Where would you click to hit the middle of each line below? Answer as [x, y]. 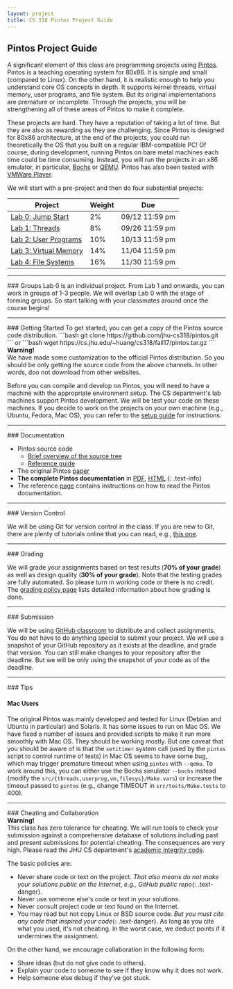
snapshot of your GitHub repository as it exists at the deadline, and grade [112, 645]
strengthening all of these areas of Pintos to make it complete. [96, 109]
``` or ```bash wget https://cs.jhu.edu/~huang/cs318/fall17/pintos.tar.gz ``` [111, 343]
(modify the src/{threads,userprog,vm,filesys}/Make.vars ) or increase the [115, 778]
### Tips [20, 688]
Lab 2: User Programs [46, 239]
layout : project [31, 14]
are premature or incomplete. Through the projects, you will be [97, 102]
